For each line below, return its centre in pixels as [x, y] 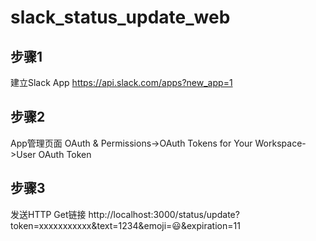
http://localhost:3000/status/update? [164, 214]
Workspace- [280, 143]
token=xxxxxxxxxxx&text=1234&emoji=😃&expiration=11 [125, 225]
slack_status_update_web [120, 17]
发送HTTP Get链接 [48, 214]
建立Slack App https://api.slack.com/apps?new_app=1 [121, 82]
